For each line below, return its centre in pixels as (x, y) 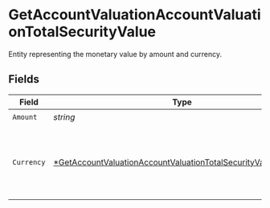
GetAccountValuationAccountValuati (135, 15)
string (64, 117)
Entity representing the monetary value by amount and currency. (115, 54)
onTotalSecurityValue (82, 32)
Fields (24, 79)
